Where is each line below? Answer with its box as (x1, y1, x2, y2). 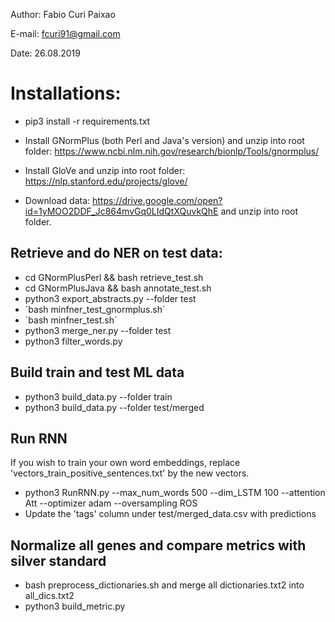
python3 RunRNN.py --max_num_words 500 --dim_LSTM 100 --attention (24, 487, 326, 499)
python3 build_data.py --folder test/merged (24, 401, 205, 413)
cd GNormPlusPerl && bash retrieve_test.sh (24, 271, 204, 283)
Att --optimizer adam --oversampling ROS (24, 497, 198, 509)
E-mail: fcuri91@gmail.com (10, 28, 121, 39)
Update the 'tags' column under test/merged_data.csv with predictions (24, 508, 317, 520)
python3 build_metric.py (24, 600, 126, 613)
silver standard (10, 552, 107, 569)
